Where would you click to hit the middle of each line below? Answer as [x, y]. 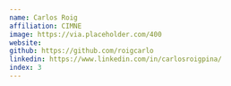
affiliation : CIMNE [46, 26]
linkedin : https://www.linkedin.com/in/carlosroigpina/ [115, 59]
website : [26, 43]
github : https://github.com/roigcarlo [81, 51]
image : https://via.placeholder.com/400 [86, 34]
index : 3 [26, 68]
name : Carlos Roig [43, 17]
